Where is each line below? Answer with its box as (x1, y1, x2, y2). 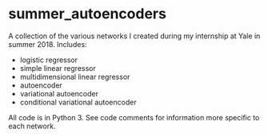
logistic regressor (19, 55, 78, 65)
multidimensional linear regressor (19, 72, 130, 81)
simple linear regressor (19, 63, 96, 72)
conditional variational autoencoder (19, 97, 138, 107)
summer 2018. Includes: (8, 39, 87, 49)
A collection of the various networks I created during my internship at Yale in (8, 31, 261, 41)
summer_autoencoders (8, 5, 166, 23)
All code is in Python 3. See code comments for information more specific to (8, 112, 260, 122)
